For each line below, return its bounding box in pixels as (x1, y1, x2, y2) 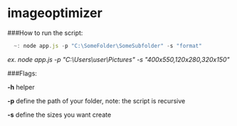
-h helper (7, 83, 36, 91)
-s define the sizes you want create (7, 110, 112, 119)
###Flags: (7, 69, 38, 78)
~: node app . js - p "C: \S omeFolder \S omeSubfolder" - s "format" (14, 42, 202, 49)
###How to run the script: (7, 28, 83, 37)
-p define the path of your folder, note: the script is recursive (7, 96, 186, 105)
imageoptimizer (7, 5, 103, 21)
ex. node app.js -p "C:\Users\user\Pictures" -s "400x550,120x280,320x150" (7, 55, 230, 63)
